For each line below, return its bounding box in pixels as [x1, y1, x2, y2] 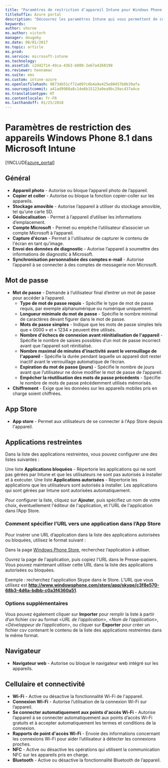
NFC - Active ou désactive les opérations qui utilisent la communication [12, 746, 160, 752]
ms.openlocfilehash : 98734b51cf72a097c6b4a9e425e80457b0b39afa [5, 81, 140, 86]
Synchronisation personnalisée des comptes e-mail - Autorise [12, 256, 144, 262]
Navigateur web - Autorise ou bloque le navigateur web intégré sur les [12, 660, 158, 666]
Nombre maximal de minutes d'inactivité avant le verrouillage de [19, 348, 157, 354]
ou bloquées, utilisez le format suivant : [5, 537, 86, 543]
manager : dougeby [5, 35, 41, 40]
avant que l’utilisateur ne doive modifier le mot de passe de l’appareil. [19, 369, 163, 375]
